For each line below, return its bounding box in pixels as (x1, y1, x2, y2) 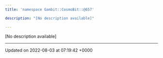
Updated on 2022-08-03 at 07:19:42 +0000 (5, 47, 93, 53)
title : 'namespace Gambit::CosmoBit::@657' (5, 7, 95, 12)
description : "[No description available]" (5, 15, 95, 21)
